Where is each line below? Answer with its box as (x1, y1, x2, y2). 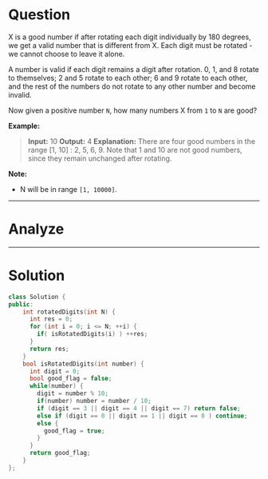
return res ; (29, 345, 69, 353)
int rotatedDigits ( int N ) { (22, 308, 116, 316)
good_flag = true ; (43, 426, 105, 435)
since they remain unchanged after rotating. (27, 154, 172, 163)
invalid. (8, 90, 32, 99)
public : (8, 300, 34, 309)
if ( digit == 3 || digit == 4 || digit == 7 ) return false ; (37, 404, 241, 413)
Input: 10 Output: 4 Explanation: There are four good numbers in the (27, 136, 256, 146)
